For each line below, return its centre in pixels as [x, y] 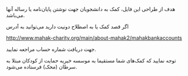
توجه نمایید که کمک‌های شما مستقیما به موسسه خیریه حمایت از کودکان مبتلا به [91, 61]
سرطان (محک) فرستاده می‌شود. [42, 67]
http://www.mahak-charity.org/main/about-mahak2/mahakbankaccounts [94, 38]
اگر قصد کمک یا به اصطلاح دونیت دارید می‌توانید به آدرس [68, 27]
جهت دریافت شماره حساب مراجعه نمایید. [51, 49]
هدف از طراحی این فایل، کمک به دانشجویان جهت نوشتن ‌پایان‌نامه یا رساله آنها [91, 9]
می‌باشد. [16, 15]
